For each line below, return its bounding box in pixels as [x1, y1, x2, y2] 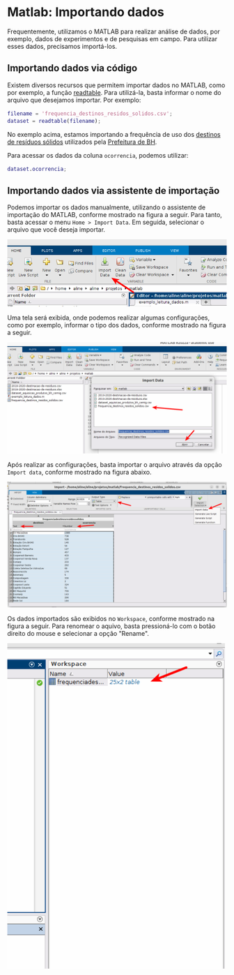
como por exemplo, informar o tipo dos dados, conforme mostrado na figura [7, 321, 226, 329]
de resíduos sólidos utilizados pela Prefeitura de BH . [7, 137, 157, 146]
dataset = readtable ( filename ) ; [7, 117, 101, 124]
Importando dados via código [7, 62, 138, 74]
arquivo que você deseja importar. [7, 225, 106, 234]
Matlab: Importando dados [7, 4, 165, 20]
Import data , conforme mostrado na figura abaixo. [7, 468, 152, 477]
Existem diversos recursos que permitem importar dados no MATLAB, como [7, 81, 226, 89]
